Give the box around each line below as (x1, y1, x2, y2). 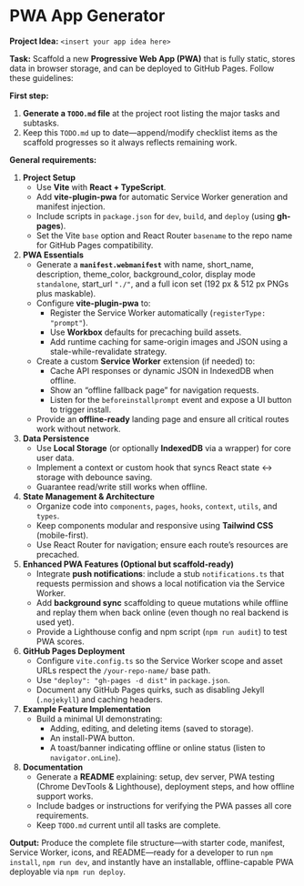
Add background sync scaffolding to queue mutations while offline (35, 597, 289, 608)
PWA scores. (35, 636, 85, 647)
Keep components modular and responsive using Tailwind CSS (35, 519, 274, 530)
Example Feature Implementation (22, 703, 151, 714)
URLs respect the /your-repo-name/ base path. (35, 665, 211, 676)
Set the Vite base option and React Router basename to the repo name (35, 229, 293, 241)
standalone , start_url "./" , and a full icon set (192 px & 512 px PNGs (35, 278, 289, 289)
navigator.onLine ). (49, 751, 121, 762)
